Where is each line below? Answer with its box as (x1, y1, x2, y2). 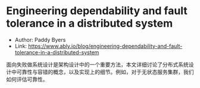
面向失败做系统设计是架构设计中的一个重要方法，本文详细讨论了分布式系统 (6, 61, 189, 68)
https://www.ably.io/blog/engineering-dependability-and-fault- (28, 43, 183, 50)
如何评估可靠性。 (6, 76, 48, 83)
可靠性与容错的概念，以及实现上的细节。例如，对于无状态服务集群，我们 (16, 68, 194, 75)
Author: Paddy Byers (14, 36, 66, 43)
